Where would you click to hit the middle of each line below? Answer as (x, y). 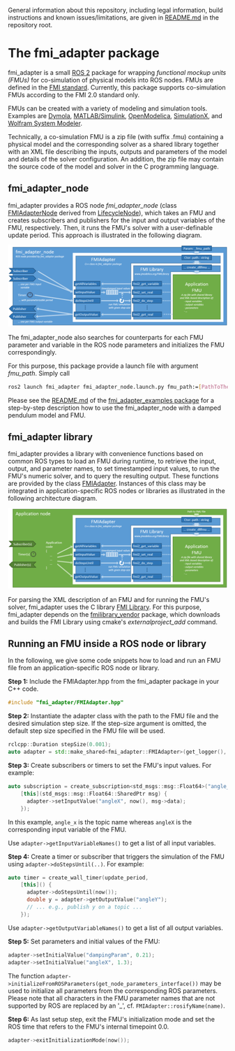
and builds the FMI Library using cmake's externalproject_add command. (113, 622)
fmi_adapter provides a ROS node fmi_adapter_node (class (92, 205)
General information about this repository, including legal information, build (115, 10)
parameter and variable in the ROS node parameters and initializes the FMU (116, 345)
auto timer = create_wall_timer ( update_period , (78, 878)
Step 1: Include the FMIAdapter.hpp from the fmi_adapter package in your (113, 682)
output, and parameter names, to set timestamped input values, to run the (114, 469)
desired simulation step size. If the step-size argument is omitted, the (107, 724)
